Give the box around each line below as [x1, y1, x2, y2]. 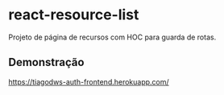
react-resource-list [8, 6, 139, 24]
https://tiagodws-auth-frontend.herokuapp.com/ [8, 76, 169, 86]
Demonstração [8, 56, 85, 69]
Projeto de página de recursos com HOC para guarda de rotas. [8, 32, 217, 42]
